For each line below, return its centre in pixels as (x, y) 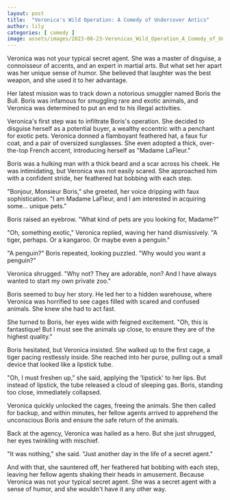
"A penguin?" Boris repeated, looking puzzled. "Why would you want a (106, 253)
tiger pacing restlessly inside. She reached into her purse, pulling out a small (115, 358)
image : (16, 39)
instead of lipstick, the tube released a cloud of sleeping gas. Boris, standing (115, 385)
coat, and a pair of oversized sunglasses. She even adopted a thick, (103, 143)
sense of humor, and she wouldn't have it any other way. (87, 489)
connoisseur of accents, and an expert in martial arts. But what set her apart (115, 66)
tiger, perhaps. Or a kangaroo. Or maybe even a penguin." (89, 240)
